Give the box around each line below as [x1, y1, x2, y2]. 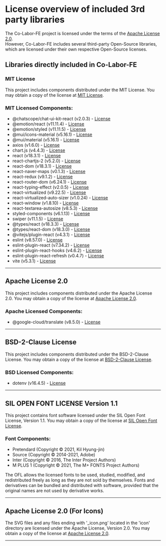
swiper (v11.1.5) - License [12, 216, 63, 222]
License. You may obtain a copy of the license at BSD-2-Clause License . [5, 356, 153, 363]
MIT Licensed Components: [5, 104, 73, 111]
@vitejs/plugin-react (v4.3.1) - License [12, 232, 90, 238]
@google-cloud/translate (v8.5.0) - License [12, 319, 101, 325]
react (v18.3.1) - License [12, 152, 61, 158]
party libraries [5, 14, 65, 25]
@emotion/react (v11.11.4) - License [12, 121, 84, 127]
